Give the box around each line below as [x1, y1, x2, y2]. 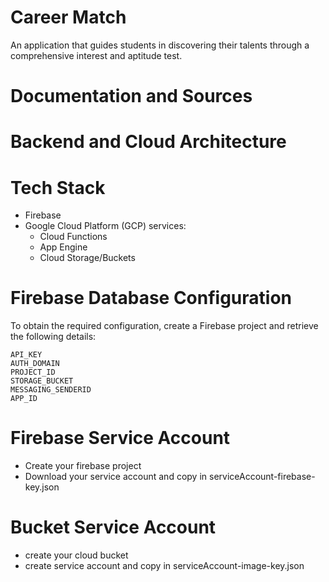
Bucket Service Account [10, 516, 217, 539]
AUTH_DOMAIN [10, 359, 60, 369]
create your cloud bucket [24, 549, 129, 561]
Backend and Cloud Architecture [10, 131, 287, 153]
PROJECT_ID [10, 367, 56, 378]
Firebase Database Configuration [10, 287, 293, 310]
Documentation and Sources [10, 85, 253, 108]
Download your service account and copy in [24, 471, 208, 483]
